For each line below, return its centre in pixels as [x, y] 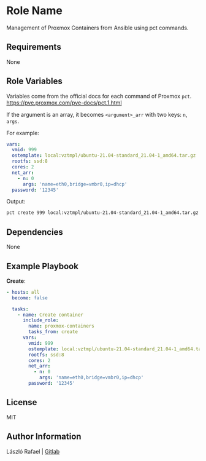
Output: [16, 202]
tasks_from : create [53, 332]
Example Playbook [42, 266]
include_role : [41, 320]
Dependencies [35, 232]
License [22, 402]
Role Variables [34, 81]
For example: [23, 133]
